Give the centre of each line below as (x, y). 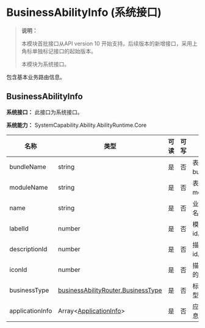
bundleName (28, 166)
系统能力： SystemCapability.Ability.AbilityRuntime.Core (77, 125)
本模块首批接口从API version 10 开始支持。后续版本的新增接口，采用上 (109, 43)
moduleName (29, 187)
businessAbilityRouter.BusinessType (110, 290)
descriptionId (28, 249)
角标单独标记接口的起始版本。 (59, 51)
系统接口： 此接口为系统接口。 (45, 112)
